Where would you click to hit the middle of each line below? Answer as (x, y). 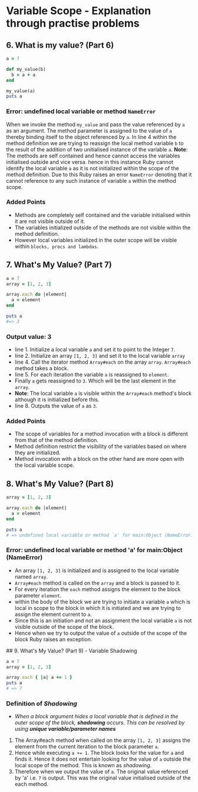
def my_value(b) (26, 69)
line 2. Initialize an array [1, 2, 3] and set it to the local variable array (100, 356)
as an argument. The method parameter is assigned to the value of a (89, 130)
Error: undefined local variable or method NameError (81, 111)
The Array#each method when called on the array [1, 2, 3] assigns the (102, 740)
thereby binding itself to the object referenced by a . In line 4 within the (91, 137)
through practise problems (73, 23)
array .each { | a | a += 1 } (39, 678)
